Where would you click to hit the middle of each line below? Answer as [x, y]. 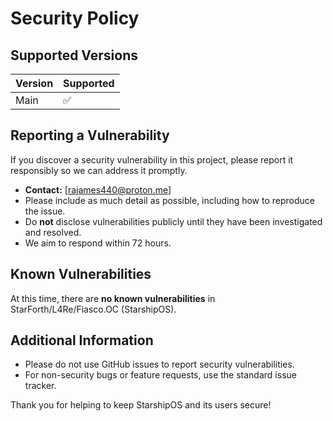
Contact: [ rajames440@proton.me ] [98, 189]
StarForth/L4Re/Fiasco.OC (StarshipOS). [93, 309]
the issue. [45, 211]
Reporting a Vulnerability [90, 135]
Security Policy [75, 18]
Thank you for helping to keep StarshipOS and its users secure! [141, 405]
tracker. [40, 386]
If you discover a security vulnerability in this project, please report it [152, 159]
